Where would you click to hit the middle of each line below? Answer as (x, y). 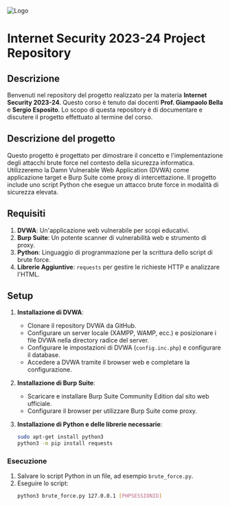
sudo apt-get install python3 (60, 437)
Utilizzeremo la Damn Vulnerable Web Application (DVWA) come (98, 170)
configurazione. (49, 370)
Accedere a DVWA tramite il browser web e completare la (108, 363)
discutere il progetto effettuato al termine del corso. (80, 117)
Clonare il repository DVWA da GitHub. (82, 326)
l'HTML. (28, 274)
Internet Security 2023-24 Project (106, 39)
